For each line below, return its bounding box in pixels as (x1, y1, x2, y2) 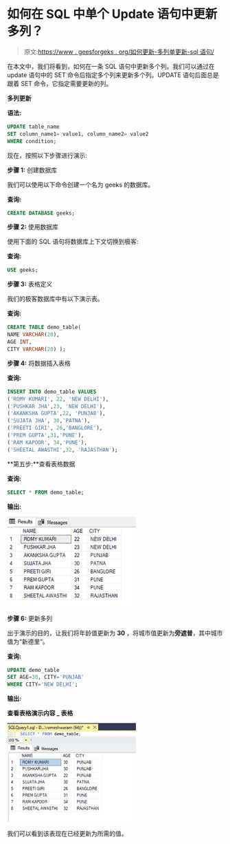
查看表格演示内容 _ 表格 (7, 709, 73, 717)
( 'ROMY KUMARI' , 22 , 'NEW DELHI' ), (7, 395, 109, 403)
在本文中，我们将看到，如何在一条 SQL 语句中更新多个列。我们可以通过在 (7, 62, 215, 70)
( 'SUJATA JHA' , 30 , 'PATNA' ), (7, 417, 91, 424)
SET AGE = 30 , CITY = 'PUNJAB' (7, 674, 84, 681)
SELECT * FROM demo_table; (7, 489, 84, 496)
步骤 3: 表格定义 (7, 280, 53, 288)
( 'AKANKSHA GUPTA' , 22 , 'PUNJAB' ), (7, 410, 106, 417)
